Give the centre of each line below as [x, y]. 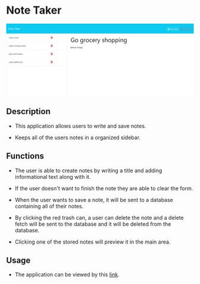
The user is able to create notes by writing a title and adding [88, 171]
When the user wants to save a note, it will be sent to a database [94, 200]
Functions [25, 156]
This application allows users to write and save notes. [80, 126]
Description [28, 111]
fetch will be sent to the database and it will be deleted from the [93, 224]
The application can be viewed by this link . [67, 274]
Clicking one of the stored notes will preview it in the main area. [93, 242]
